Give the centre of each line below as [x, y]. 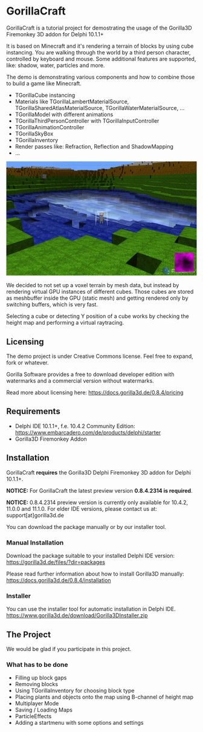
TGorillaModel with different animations [64, 114]
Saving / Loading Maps [44, 710]
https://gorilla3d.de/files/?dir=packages [56, 562]
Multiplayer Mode [37, 704]
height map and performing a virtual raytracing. [65, 323]
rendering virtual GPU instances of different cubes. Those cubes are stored [100, 292]
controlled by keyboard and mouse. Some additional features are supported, [101, 59]
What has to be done [37, 664]
